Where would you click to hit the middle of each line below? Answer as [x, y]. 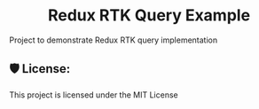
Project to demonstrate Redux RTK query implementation [114, 40]
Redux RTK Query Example [149, 16]
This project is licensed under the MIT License [94, 95]
